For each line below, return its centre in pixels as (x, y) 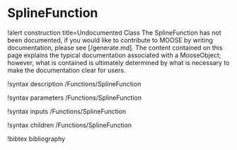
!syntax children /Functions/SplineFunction (70, 125)
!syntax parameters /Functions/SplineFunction (75, 98)
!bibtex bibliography (36, 139)
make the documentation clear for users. (67, 70)
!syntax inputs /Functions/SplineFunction (67, 111)
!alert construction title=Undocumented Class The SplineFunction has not (114, 33)
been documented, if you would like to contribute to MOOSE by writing (110, 40)
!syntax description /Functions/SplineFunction (74, 83)
